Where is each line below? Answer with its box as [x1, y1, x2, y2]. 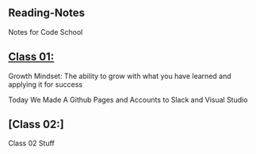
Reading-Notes [8, 6, 86, 20]
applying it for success [8, 79, 83, 89]
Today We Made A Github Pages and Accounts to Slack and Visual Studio [8, 95, 248, 104]
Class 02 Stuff [8, 138, 55, 148]
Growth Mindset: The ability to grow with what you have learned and [8, 71, 231, 81]
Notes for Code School [8, 27, 83, 36]
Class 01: [8, 51, 55, 64]
